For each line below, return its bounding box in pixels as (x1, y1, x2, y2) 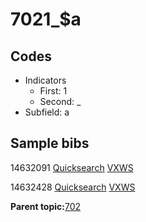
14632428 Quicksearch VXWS (10, 181, 136, 193)
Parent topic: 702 (10, 200, 82, 212)
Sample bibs (10, 135, 90, 152)
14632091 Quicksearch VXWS (10, 161, 134, 173)
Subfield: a (24, 106, 70, 118)
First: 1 (39, 85, 68, 97)
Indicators (24, 74, 67, 86)
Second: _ (39, 96, 82, 107)
